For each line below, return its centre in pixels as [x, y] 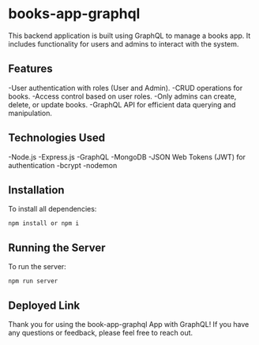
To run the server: [38, 267]
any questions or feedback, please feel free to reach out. [101, 333]
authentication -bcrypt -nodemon [63, 165]
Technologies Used [56, 138]
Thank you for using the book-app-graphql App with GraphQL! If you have [129, 324]
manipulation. [30, 113]
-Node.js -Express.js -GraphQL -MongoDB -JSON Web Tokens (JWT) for [127, 157]
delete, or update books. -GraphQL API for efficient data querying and [122, 104]
